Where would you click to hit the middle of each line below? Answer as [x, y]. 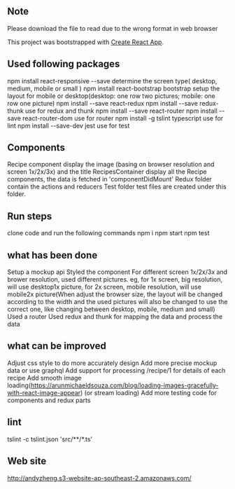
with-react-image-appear [44, 392]
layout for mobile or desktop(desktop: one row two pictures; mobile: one [111, 96]
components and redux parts [49, 400]
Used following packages [64, 64]
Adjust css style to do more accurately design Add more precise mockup [112, 363]
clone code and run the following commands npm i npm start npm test [108, 233]
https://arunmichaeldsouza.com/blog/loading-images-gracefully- [124, 385]
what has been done [52, 255]
